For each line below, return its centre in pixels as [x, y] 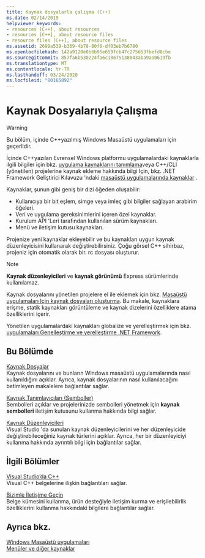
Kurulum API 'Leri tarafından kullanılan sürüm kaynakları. [86, 221]
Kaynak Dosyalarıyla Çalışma [82, 111]
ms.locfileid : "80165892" [39, 80]
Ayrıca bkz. [28, 527]
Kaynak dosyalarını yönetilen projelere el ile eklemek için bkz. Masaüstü [97, 294]
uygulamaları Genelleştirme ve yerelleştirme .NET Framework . [84, 332]
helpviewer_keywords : [34, 23]
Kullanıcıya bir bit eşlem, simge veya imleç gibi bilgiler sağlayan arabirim [106, 201]
